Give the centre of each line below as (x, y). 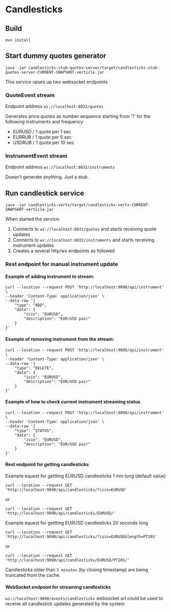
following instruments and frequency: (45, 122)
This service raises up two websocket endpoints (56, 82)
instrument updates (33, 246)
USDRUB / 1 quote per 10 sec (43, 143)
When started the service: (33, 219)
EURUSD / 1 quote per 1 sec (42, 132)
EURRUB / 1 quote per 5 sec (42, 137)
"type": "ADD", (31, 305)
